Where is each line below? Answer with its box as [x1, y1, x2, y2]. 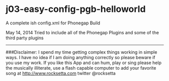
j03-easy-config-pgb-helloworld [6, 3, 146, 15]
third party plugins [6, 35, 44, 41]
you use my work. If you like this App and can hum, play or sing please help [6, 60, 162, 66]
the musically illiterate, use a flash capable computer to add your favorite [6, 65, 156, 71]
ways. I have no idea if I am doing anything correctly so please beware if [6, 54, 155, 60]
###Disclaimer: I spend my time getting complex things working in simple [6, 49, 157, 55]
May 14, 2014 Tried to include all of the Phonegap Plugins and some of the [6, 29, 159, 35]
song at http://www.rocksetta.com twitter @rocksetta [6, 70, 116, 76]
